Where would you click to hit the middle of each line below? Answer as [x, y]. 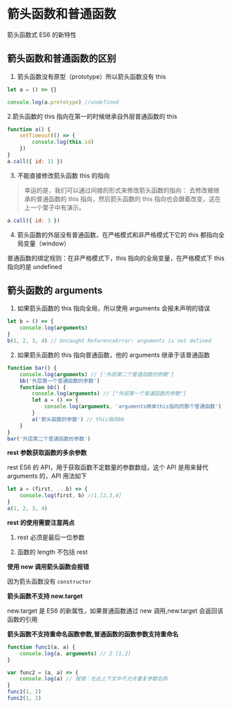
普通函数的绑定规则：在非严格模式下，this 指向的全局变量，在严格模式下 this [116, 258]
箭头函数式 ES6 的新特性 [42, 35]
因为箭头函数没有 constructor [49, 581]
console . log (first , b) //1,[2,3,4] [71, 496]
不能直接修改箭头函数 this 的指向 [64, 175]
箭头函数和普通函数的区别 [61, 58]
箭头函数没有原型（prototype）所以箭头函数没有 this [91, 76]
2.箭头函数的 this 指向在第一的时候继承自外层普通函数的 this [92, 116]
